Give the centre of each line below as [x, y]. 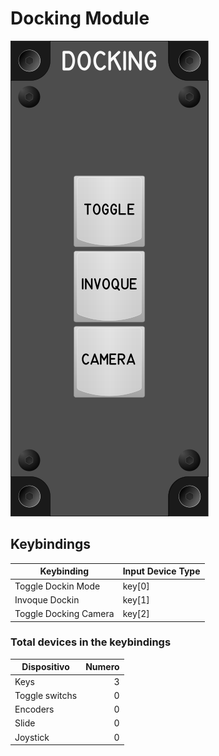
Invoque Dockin [47, 599]
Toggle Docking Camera [64, 613]
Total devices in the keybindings [91, 642]
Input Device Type [161, 571]
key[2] [136, 613]
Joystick [32, 737]
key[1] [136, 599]
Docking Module [80, 18]
